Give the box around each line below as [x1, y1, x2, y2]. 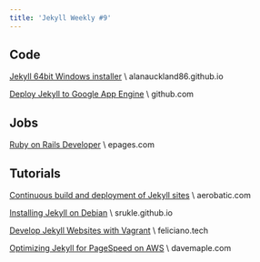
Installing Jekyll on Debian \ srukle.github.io [9, 207, 173, 218]
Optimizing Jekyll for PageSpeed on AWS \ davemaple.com [9, 243, 232, 254]
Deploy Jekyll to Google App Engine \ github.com [9, 88, 194, 100]
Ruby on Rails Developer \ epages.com [9, 139, 155, 150]
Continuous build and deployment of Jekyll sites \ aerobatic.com [9, 190, 252, 201]
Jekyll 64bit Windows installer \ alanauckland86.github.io [9, 71, 225, 82]
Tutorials [9, 166, 61, 181]
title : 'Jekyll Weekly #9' [9, 13, 112, 23]
